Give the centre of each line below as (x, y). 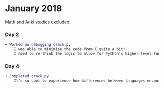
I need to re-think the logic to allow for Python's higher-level (83, 53)
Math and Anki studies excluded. (38, 22)
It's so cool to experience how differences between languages (80, 81)
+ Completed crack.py (27, 76)
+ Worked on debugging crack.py (38, 45)
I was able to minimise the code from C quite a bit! (70, 49)
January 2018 (33, 9)
